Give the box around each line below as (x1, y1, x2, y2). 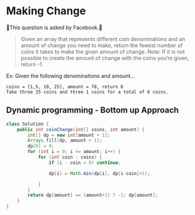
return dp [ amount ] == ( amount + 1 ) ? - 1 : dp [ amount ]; (27, 192, 159, 198)
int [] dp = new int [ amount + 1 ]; (27, 132, 111, 138)
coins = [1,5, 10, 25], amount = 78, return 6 (6, 83, 124, 90)
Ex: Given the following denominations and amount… (6, 72, 136, 79)
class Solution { (6, 121, 49, 127)
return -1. (20, 61, 43, 68)
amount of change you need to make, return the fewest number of (20, 42, 183, 49)
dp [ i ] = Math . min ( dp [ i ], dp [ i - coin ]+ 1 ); (48, 170, 150, 176)
